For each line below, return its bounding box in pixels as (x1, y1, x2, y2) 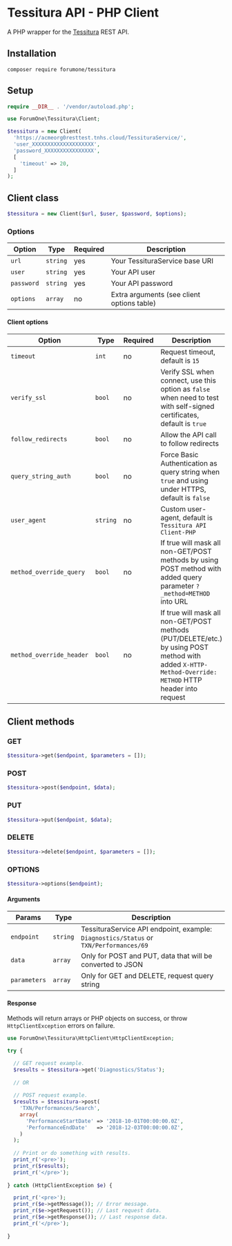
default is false (160, 492, 211, 502)
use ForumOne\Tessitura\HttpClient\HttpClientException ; (7, 1035, 175, 1042)
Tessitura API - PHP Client (7, 5, 159, 21)
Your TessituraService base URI (110, 256, 214, 266)
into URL (160, 596, 188, 606)
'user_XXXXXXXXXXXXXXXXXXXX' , (13, 141, 100, 148)
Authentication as (160, 458, 217, 468)
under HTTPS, (160, 484, 206, 494)
